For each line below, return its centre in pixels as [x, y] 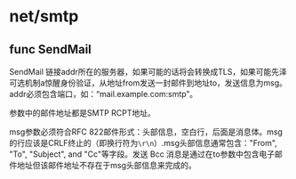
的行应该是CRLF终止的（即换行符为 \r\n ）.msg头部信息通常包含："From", [143, 143]
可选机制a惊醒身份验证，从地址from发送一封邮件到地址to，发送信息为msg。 [148, 83]
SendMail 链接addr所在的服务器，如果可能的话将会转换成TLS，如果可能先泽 [148, 72]
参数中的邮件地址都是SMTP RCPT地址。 [82, 113]
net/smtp [44, 16]
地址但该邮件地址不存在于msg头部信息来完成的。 [107, 165]
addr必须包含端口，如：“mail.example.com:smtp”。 [104, 94]
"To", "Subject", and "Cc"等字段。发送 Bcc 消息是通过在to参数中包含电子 [142, 154]
